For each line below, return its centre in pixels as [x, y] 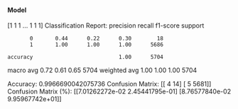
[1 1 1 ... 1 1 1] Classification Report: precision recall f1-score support [106, 25]
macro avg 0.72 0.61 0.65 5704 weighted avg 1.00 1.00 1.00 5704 [102, 70]
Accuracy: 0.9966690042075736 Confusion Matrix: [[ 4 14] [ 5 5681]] [109, 84]
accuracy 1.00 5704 [85, 57]
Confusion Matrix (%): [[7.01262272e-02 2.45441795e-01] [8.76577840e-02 [119, 91]
